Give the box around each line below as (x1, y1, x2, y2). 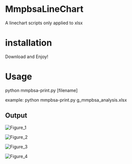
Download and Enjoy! (5, 54, 48, 59)
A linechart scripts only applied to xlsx (5, 20, 83, 26)
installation (5, 37, 52, 49)
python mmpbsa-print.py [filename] (5, 87, 78, 93)
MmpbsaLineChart (5, 3, 84, 15)
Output (5, 111, 27, 120)
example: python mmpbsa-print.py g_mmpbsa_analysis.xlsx (5, 97, 127, 103)
